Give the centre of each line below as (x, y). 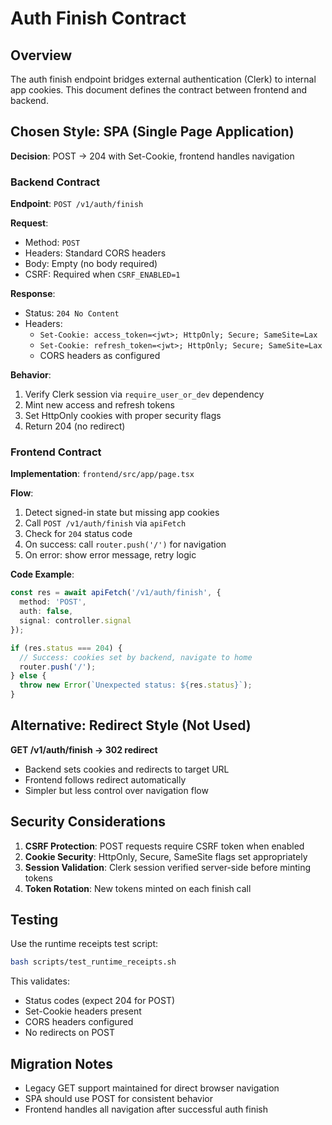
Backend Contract (55, 182)
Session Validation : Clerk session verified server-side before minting (168, 867)
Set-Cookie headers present (83, 1011)
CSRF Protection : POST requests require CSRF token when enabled (164, 846)
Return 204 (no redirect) (75, 426)
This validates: (40, 981)
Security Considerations (88, 822)
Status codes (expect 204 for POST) (100, 1001)
